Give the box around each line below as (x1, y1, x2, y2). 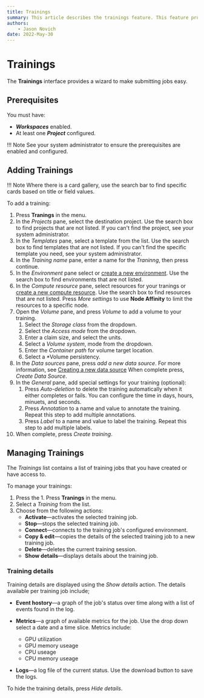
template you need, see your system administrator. (15, 250, 143, 257)
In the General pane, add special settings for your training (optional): (15, 378, 186, 386)
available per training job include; (7, 587, 90, 594)
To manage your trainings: (7, 482, 72, 489)
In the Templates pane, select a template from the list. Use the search (15, 237, 189, 244)
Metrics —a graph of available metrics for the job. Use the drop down (15, 617, 188, 625)
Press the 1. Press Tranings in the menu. (15, 494, 117, 501)
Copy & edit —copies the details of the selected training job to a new (24, 532, 196, 540)
